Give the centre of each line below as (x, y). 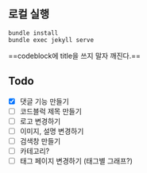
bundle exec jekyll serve (51, 40)
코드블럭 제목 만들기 (50, 111)
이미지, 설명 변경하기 (52, 131)
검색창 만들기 (40, 140)
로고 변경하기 (40, 121)
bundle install (33, 33)
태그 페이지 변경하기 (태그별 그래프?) (76, 161)
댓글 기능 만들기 (44, 101)
